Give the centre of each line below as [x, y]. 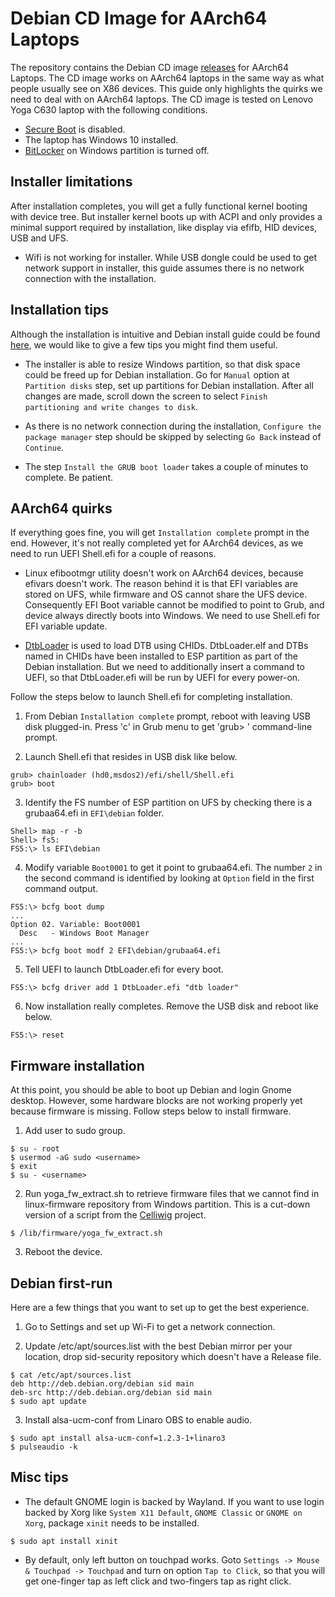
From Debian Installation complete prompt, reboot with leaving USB [167, 716]
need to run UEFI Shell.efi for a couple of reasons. [113, 554]
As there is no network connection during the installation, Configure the [173, 426]
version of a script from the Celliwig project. [115, 1215]
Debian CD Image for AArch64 [139, 18]
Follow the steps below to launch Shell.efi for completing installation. [151, 697]
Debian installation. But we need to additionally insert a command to [165, 667]
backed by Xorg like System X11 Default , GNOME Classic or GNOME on [163, 1512]
